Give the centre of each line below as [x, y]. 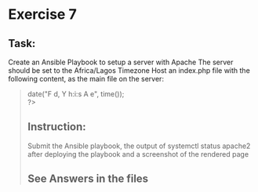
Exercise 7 [42, 14]
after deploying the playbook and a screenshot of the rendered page [138, 154]
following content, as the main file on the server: [86, 79]
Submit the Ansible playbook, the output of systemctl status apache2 [139, 146]
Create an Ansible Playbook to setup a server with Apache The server [121, 62]
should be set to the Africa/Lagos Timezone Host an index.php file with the [129, 71]
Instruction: [56, 127]
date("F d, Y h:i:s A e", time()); [76, 94]
